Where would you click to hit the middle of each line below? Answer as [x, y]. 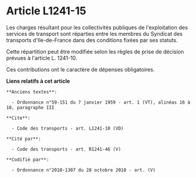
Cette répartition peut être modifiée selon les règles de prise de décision [95, 51]
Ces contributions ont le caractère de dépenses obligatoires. [80, 69]
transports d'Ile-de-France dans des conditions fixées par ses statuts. [92, 40]
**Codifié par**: [28, 160]
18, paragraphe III [30, 107]
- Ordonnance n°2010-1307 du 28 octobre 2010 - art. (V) [84, 170]
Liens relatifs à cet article [38, 81]
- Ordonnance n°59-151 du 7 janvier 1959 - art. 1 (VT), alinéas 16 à [101, 102]
